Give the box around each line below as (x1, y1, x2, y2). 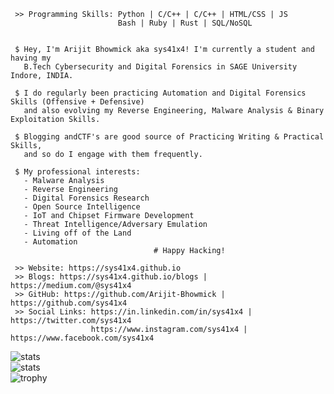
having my (10, 53, 52, 63)
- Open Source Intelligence (23, 202, 141, 212)
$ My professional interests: (14, 167, 141, 177)
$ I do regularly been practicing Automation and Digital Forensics (14, 88, 307, 98)
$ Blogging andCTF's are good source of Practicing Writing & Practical (14, 132, 325, 142)
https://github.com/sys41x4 (10, 298, 128, 308)
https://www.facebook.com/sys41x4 (10, 333, 155, 343)
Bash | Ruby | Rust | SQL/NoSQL (117, 18, 253, 28)
